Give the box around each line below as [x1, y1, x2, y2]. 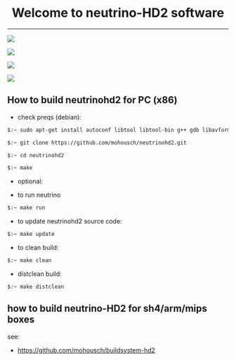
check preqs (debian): [17, 112, 82, 121]
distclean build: [17, 269, 62, 278]
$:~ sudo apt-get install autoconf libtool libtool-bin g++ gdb [7, 126, 199, 133]
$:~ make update [7, 230, 55, 238]
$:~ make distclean [7, 283, 65, 290]
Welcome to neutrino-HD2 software [11, 5, 225, 21]
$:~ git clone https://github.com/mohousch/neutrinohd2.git [7, 139, 188, 146]
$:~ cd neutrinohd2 [7, 152, 65, 159]
